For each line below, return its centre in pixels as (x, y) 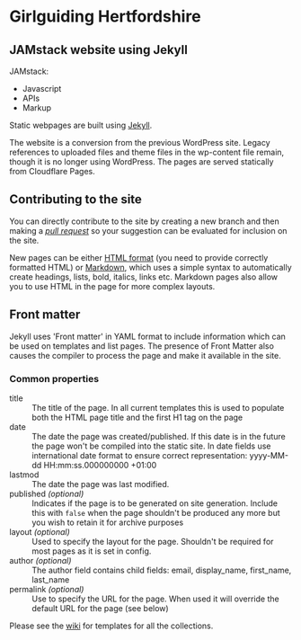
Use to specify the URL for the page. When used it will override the (156, 599)
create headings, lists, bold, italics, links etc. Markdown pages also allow (144, 277)
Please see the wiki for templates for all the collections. (111, 626)
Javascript (42, 89)
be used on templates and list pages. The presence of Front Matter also (142, 346)
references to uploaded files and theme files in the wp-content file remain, (147, 152)
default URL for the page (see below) (100, 608)
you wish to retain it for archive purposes (108, 522)
